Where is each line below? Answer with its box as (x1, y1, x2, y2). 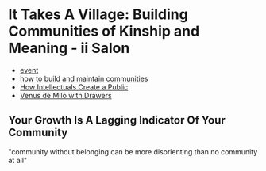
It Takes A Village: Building (8, 6, 188, 24)
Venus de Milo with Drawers (19, 90, 113, 100)
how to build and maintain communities (19, 74, 148, 83)
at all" (8, 155, 28, 165)
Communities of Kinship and (8, 22, 200, 40)
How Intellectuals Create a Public (19, 82, 129, 92)
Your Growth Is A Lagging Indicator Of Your (8, 113, 226, 127)
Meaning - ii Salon (8, 40, 130, 57)
